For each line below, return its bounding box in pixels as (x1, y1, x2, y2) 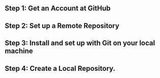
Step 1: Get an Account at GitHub (5, 4, 111, 13)
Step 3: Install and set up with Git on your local (5, 39, 155, 47)
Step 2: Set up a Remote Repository (5, 21, 120, 30)
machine (5, 47, 34, 56)
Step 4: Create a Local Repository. (5, 64, 116, 73)
